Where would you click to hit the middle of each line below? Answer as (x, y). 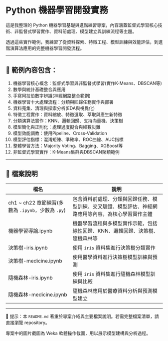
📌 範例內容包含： (32, 70)
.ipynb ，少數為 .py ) (43, 210)
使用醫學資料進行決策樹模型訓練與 (112, 257)
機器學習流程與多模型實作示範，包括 (115, 223)
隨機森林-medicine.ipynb (38, 294)
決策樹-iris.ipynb (28, 247)
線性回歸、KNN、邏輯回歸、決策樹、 (115, 230)
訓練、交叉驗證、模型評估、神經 (115, 206)
